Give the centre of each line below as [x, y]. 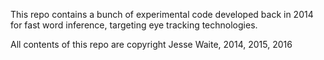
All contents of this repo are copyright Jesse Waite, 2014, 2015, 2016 [151, 44]
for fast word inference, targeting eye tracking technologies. [134, 25]
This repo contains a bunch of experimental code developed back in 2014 [162, 14]
